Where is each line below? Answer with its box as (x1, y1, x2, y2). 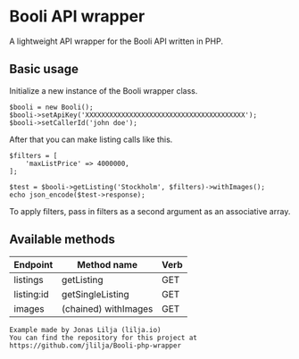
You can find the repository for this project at (9, 333, 198, 342)
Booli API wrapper (9, 6, 145, 27)
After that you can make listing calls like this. (9, 134, 173, 145)
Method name (77, 258, 138, 271)
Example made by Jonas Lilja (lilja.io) (9, 325, 162, 334)
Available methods (9, 232, 116, 247)
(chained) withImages (61, 302, 154, 314)
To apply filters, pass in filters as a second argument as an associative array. (9, 205, 291, 216)
